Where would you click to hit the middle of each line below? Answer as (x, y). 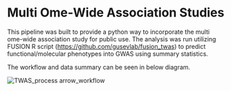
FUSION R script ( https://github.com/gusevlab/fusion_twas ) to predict (107, 46)
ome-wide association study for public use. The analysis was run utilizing (112, 39)
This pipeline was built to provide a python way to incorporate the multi (108, 32)
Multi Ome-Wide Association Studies (116, 13)
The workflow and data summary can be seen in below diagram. (99, 67)
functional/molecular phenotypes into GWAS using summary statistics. (108, 54)
